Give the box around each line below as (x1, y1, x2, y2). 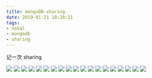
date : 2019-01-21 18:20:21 (6, 14, 73, 20)
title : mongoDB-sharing (6, 8, 66, 15)
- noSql (6, 25, 26, 32)
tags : (6, 20, 20, 26)
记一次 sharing (6, 54, 42, 60)
